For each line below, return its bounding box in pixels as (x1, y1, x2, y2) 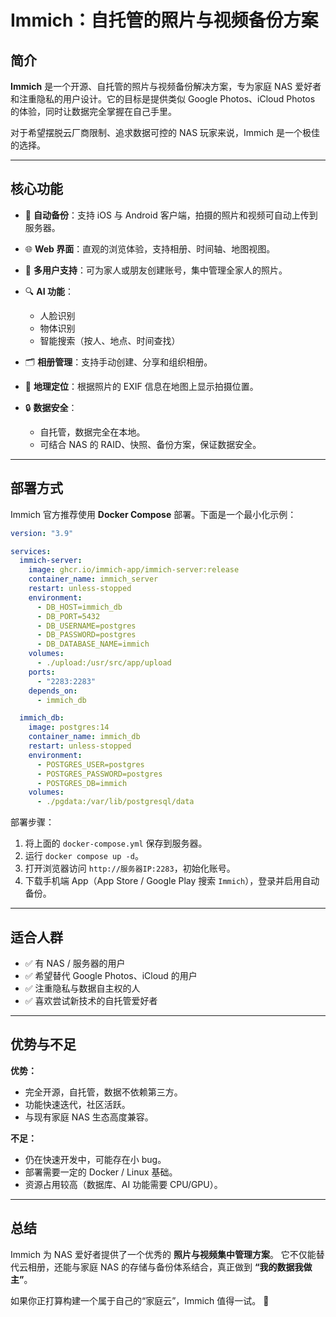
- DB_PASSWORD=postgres (36, 630, 137, 640)
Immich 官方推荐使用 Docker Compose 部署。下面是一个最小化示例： (10, 508, 297, 520)
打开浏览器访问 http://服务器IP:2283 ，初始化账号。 (24, 862, 236, 875)
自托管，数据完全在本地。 (39, 426, 146, 438)
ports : (28, 667, 56, 677)
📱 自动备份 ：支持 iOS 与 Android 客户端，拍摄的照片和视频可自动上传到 (24, 209, 318, 221)
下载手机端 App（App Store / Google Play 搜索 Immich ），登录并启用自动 (24, 875, 320, 887)
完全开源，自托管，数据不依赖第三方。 (24, 1086, 183, 1098)
